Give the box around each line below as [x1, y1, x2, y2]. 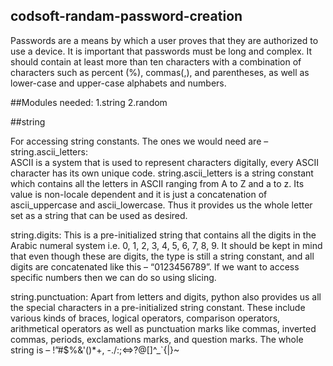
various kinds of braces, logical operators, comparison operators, [10, 312, 281, 324]
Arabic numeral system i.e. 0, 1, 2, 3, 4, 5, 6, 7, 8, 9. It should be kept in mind [10, 239, 323, 251]
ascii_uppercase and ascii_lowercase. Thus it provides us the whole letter [10, 199, 313, 211]
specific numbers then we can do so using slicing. [10, 271, 217, 283]
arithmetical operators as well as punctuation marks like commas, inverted [10, 322, 317, 334]
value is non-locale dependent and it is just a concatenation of [10, 188, 268, 200]
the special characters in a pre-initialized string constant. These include [10, 301, 306, 313]
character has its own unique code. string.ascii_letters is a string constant [10, 167, 314, 179]
